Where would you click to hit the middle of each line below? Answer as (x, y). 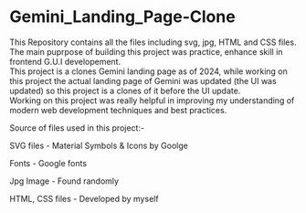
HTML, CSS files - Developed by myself (84, 198)
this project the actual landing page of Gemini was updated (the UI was (143, 80)
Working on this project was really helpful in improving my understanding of (152, 100)
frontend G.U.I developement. (65, 61)
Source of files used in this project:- (77, 128)
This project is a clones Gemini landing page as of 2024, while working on (148, 71)
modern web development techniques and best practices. (118, 110)
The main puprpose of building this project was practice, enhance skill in (146, 51)
